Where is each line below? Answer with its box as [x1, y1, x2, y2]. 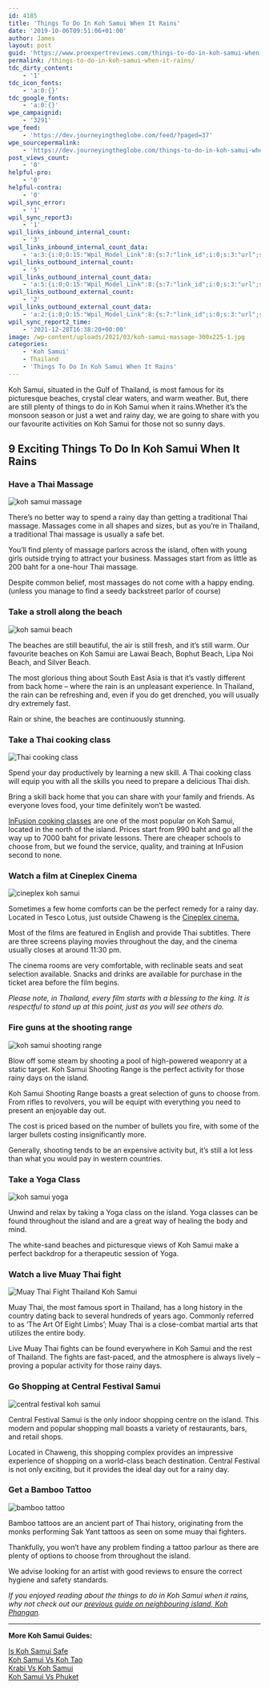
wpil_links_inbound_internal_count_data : [8, 243, 149, 251]
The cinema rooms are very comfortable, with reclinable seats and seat [8, 961, 243, 970]
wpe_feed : [8, 124, 42, 132]
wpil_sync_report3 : [8, 214, 74, 222]
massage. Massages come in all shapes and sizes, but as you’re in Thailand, [8, 521, 260, 531]
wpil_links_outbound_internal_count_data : [8, 273, 152, 281]
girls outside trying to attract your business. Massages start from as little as [8, 553, 258, 563]
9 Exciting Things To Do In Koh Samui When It [8, 443, 240, 456]
